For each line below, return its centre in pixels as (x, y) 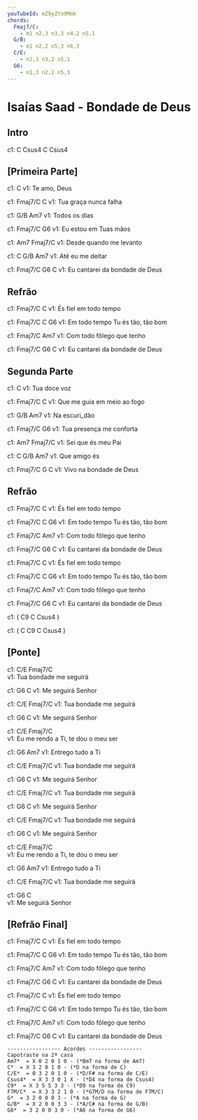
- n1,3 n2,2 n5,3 (45, 72)
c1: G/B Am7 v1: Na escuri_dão (51, 415)
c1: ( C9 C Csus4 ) (33, 617)
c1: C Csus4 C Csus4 (38, 149)
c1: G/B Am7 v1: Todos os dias (50, 216)
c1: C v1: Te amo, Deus (40, 188)
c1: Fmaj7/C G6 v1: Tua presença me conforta (73, 428)
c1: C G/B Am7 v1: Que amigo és (54, 456)
